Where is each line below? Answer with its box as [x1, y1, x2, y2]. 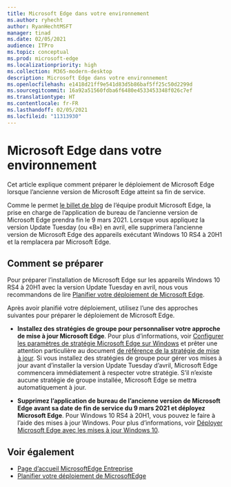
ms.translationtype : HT [7, 94, 76, 101]
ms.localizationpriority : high [7, 61, 97, 68]
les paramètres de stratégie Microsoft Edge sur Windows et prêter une [17, 339, 218, 347]
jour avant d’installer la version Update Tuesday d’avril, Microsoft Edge [17, 361, 218, 370]
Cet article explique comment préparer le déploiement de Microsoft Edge [7, 180, 215, 189]
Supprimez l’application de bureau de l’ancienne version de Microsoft [17, 397, 221, 405]
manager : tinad [7, 29, 51, 37]
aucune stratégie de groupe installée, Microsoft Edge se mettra [17, 376, 197, 384]
